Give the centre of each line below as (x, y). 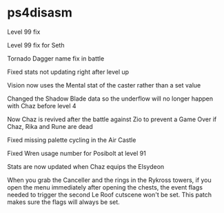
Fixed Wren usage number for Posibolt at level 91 (77, 153)
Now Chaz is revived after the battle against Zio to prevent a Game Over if (112, 119)
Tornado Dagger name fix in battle (56, 58)
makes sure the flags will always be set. (64, 202)
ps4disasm (40, 13)
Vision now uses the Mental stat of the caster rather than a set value (104, 85)
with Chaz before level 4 (42, 105)
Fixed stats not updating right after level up (68, 72)
